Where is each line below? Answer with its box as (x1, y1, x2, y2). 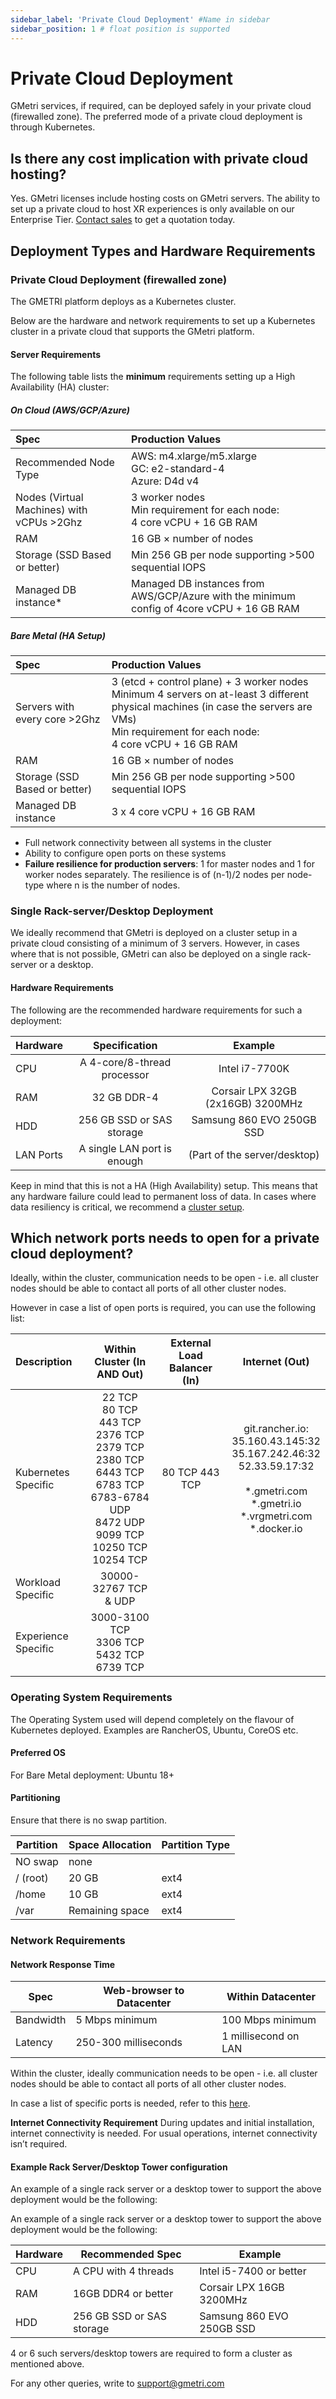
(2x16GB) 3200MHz (204, 1096, 303, 1110)
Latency (15, 2036, 53, 2050)
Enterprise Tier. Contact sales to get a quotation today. (10, 214, 236, 226)
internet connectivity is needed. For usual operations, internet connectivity (10, 2127, 318, 2140)
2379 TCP (95, 1441, 145, 1455)
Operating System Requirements (10, 1691, 173, 1705)
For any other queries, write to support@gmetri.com (10, 2377, 225, 2390)
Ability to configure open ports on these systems (24, 847, 227, 860)
